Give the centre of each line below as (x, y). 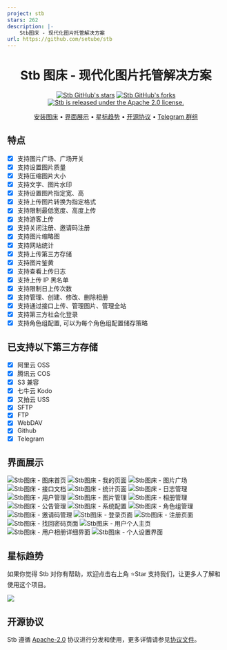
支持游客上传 (35, 219)
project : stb (26, 13)
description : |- (30, 26)
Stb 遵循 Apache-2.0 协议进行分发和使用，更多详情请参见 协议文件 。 (104, 639)
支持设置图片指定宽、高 (50, 193)
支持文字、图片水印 (45, 184)
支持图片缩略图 (38, 236)
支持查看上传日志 (41, 271)
